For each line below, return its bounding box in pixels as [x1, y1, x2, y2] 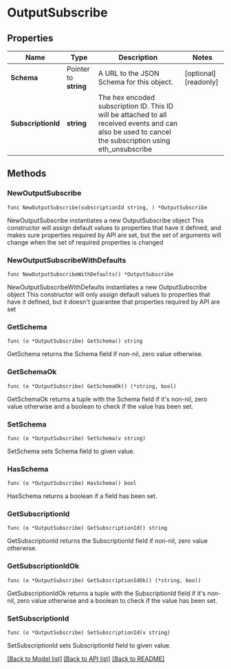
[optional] [184, 69, 217, 78]
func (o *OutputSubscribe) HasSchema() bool [7, 480, 137, 487]
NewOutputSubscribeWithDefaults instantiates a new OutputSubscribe [7, 282, 208, 291]
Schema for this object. [98, 77, 173, 87]
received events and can [98, 119, 178, 128]
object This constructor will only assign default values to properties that [7, 290, 211, 298]
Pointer [66, 64, 90, 74]
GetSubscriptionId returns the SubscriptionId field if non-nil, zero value [7, 537, 208, 545]
